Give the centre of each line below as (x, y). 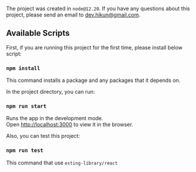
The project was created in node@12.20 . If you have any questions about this (98, 9)
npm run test (25, 150)
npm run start (26, 106)
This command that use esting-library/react (62, 163)
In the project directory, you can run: (50, 92)
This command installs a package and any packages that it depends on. (93, 80)
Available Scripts (38, 33)
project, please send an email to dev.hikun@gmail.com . (73, 15)
